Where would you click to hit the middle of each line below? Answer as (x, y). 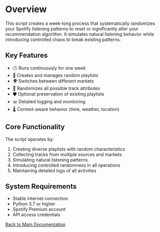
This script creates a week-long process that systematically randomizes (80, 23)
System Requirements (41, 186)
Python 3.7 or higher (34, 204)
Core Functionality (35, 127)
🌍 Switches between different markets (53, 81)
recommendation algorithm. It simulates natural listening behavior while (80, 34)
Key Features (27, 55)
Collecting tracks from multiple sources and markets (67, 154)
